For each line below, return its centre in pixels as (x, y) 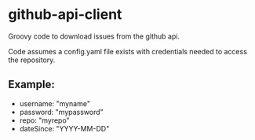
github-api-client (65, 15)
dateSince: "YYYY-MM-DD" (64, 128)
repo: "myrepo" (44, 120)
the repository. (32, 60)
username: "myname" (55, 103)
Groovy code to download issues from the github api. (94, 36)
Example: (31, 85)
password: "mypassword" (61, 112)
